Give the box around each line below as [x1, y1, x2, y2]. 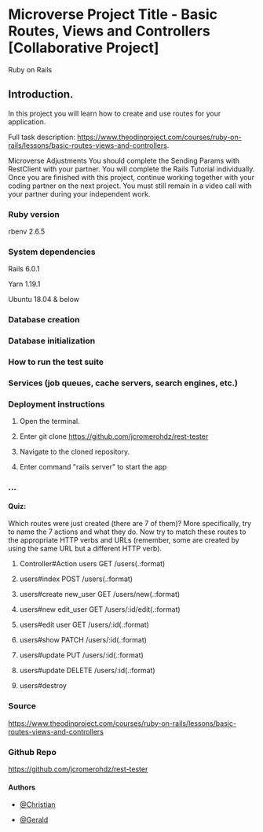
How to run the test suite [8, 356, 104, 367]
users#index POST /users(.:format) [19, 574, 133, 584]
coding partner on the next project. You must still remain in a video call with [8, 181, 253, 190]
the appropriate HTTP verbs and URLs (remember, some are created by [8, 536, 239, 545]
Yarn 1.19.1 [8, 279, 41, 289]
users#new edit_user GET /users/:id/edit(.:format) [19, 605, 181, 614]
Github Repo [8, 746, 57, 757]
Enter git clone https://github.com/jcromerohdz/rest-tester [19, 432, 209, 441]
